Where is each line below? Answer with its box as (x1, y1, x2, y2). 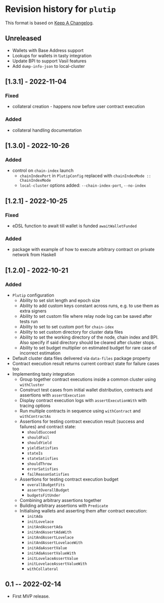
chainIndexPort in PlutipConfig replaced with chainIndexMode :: (19, 173, 152, 179)
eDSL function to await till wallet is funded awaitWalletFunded (12, 223, 137, 229)
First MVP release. (12, 593, 50, 599)
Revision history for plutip (5, 3, 116, 15)
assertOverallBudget (27, 488, 70, 493)
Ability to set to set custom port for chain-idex (19, 324, 114, 330)
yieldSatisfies (27, 446, 58, 451)
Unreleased (5, 34, 42, 43)
